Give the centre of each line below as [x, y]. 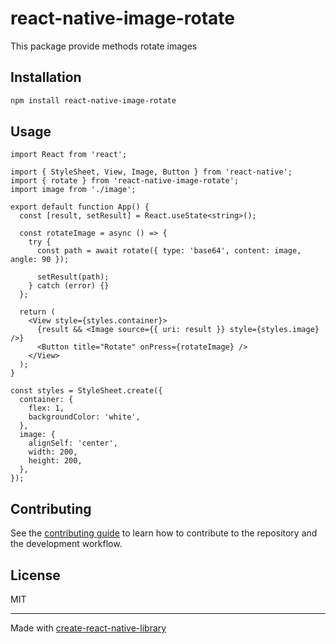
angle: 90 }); [40, 260]
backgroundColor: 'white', [84, 417]
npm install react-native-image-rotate [93, 100]
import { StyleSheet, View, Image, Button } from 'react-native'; [151, 172]
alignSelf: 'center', [73, 443]
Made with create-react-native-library [88, 628]
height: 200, [55, 461]
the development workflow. [66, 544]
